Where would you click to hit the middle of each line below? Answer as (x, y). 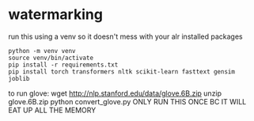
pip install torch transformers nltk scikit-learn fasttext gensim (122, 72)
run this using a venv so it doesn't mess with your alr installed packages (125, 36)
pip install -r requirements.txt (63, 65)
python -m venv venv (42, 51)
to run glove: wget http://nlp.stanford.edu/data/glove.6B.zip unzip (115, 93)
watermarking (55, 15)
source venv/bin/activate (51, 58)
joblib (19, 78)
